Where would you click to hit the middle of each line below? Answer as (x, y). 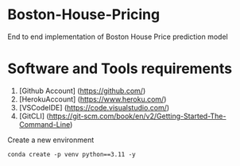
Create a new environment (51, 140)
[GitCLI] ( (34, 116)
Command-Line (45, 124)
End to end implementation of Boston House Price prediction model (118, 37)
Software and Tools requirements (120, 69)
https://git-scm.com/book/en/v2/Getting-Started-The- (137, 116)
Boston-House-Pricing (84, 15)
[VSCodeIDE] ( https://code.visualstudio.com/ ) (94, 107)
